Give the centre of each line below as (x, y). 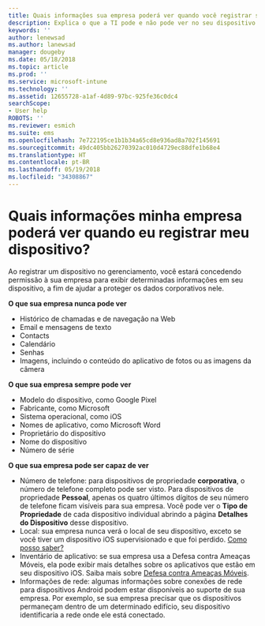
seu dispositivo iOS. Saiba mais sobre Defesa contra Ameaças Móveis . (134, 572)
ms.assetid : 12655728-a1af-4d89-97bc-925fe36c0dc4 (93, 96)
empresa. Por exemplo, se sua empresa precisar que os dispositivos (131, 598)
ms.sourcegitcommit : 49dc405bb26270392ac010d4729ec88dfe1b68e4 (114, 148)
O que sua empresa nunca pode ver (68, 303)
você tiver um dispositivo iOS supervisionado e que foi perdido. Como (133, 539)
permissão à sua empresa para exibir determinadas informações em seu (126, 279)
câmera (32, 369)
